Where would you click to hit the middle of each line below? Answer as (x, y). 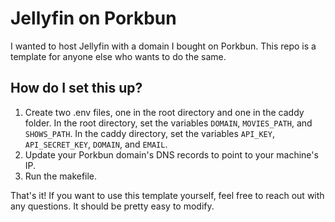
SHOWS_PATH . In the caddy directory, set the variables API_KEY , (149, 133)
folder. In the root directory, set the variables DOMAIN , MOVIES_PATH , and (168, 123)
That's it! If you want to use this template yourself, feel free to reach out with (167, 195)
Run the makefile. (61, 176)
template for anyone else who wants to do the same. (118, 56)
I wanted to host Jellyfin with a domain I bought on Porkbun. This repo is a (163, 46)
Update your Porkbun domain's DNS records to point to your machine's (171, 154)
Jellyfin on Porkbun (93, 18)
